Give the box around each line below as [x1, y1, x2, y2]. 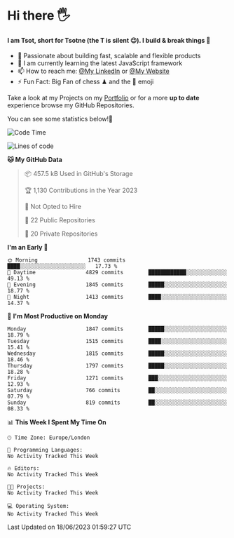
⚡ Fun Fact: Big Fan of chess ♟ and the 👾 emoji [17, 77, 154, 86]
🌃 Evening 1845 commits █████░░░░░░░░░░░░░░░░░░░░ [7, 281, 228, 288]
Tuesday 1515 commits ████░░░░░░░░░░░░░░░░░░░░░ [7, 338, 228, 345]
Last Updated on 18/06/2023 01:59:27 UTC [7, 523, 132, 532]
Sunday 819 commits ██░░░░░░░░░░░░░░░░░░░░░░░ [7, 399, 228, 406]
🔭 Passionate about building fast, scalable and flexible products [17, 52, 201, 60]
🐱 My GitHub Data [7, 156, 63, 164]
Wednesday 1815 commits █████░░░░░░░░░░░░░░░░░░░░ [7, 350, 228, 357]
